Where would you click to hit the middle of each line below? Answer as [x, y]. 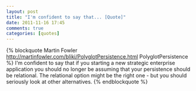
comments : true [25, 28]
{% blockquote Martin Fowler [42, 50]
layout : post [22, 12]
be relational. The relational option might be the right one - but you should [97, 76]
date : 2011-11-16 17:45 [36, 22]
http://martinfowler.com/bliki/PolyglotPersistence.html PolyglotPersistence [97, 57]
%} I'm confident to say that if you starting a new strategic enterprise [91, 63]
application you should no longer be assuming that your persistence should [98, 69]
